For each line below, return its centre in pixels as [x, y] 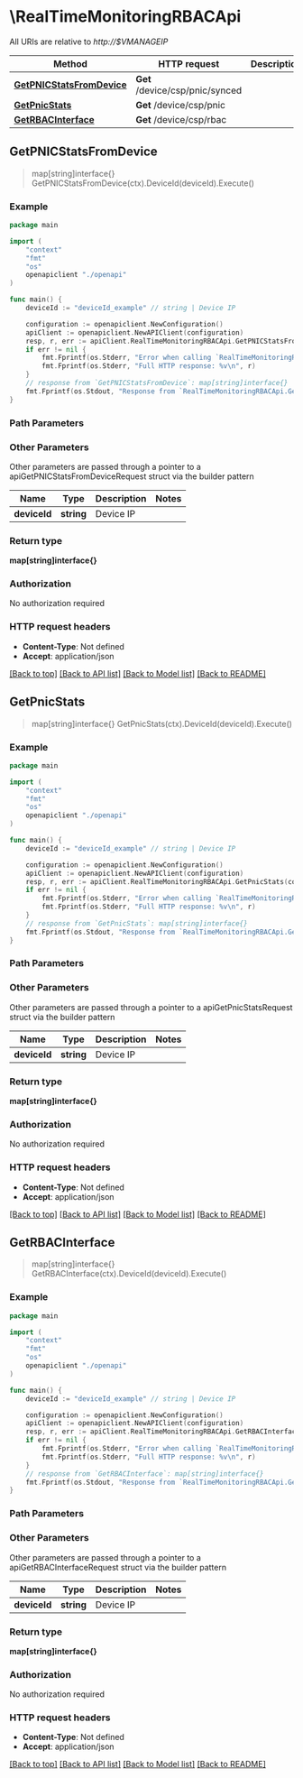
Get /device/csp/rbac [181, 119]
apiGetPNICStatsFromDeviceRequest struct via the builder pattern [132, 476]
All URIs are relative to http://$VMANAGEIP [89, 41]
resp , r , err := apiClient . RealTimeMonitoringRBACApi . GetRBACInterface [163, 1432]
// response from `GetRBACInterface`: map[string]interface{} [145, 1474]
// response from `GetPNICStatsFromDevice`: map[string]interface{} [157, 383]
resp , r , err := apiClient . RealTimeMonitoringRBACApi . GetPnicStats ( [157, 881]
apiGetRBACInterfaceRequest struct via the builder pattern [118, 1567]
